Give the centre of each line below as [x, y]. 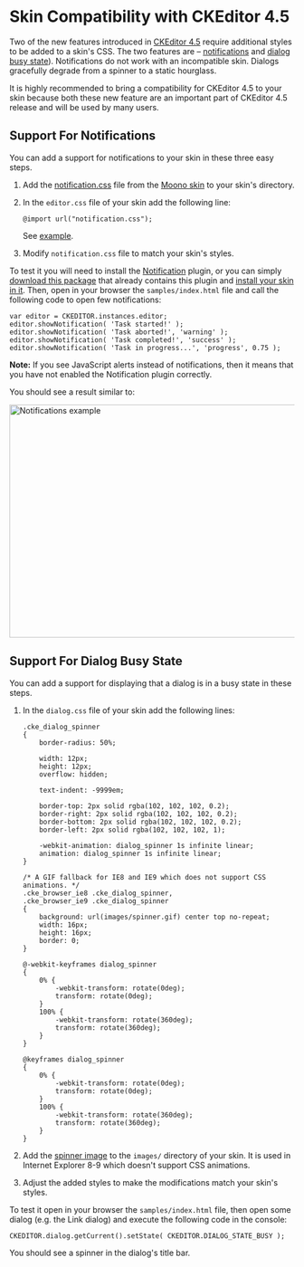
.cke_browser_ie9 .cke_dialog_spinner [95, 901]
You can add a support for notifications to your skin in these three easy [142, 157]
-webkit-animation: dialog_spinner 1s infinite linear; [147, 845]
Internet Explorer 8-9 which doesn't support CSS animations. [136, 1165]
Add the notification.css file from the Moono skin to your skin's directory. [158, 185]
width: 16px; [64, 925]
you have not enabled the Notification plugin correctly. [111, 374]
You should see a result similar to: [72, 392]
